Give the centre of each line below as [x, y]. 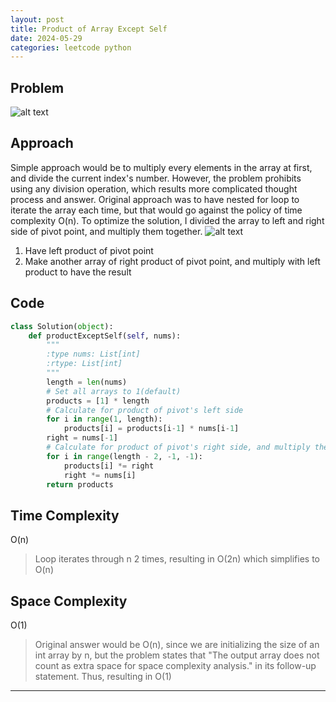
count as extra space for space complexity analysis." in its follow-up [175, 666]
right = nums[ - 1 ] [82, 438]
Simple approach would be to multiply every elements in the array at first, [161, 167]
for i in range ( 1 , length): [104, 419]
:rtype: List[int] [84, 364]
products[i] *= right [109, 466]
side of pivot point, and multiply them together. [106, 231]
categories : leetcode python [71, 47]
